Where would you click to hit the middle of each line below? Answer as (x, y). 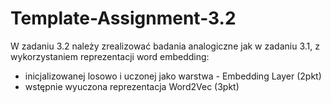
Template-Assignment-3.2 (123, 18)
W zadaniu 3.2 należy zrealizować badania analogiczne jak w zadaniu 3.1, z (165, 46)
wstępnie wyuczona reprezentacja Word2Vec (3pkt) (132, 86)
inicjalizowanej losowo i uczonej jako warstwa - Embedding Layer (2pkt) (173, 76)
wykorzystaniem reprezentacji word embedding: (110, 56)
